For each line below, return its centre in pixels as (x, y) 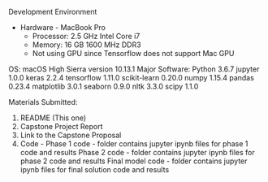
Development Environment (53, 12)
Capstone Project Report (61, 126)
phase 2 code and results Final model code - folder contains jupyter (134, 161)
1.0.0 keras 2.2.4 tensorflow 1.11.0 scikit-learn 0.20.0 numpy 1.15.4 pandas (131, 78)
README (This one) (53, 118)
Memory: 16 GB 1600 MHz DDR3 (86, 45)
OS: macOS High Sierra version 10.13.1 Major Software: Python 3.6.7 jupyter (134, 69)
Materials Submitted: (43, 102)
